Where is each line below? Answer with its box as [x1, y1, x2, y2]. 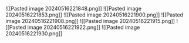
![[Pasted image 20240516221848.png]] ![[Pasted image [5, 5, 142, 12]
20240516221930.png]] [5, 30, 63, 37]
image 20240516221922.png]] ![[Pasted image [27, 24, 140, 31]
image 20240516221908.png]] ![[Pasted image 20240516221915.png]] [5, 18, 176, 24]
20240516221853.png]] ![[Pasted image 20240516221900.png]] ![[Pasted [5, 11, 183, 18]
